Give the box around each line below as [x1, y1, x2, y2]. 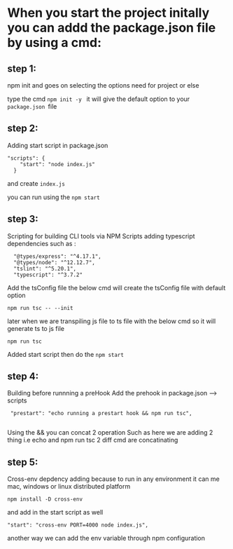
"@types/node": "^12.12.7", [13, 259, 96, 266]
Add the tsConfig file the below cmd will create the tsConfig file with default [7, 283, 226, 292]
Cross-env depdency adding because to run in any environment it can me [7, 475, 220, 483]
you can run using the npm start [7, 193, 100, 201]
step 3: [7, 213, 38, 225]
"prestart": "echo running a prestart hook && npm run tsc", [10, 410, 192, 417]
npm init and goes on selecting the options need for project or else [7, 81, 199, 89]
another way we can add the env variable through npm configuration [7, 534, 205, 543]
